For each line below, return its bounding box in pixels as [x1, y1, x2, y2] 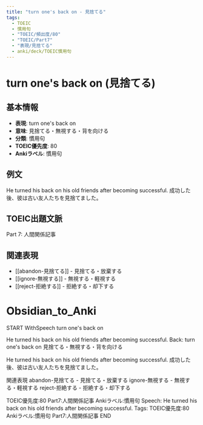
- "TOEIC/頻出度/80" [12, 32, 61, 38]
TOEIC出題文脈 [6, 213, 62, 224]
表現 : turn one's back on [15, 119, 76, 127]
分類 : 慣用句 [15, 135, 45, 142]
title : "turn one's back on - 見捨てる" [6, 8, 106, 15]
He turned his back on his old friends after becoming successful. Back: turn [6, 336, 195, 343]
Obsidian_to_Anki [6, 304, 97, 318]
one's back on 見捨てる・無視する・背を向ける [6, 343, 123, 350]
